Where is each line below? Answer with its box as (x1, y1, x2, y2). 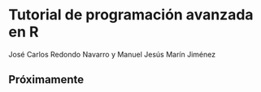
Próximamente (8, 73, 85, 86)
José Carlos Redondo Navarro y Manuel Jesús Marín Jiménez (8, 49, 216, 59)
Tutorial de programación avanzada (8, 6, 254, 24)
